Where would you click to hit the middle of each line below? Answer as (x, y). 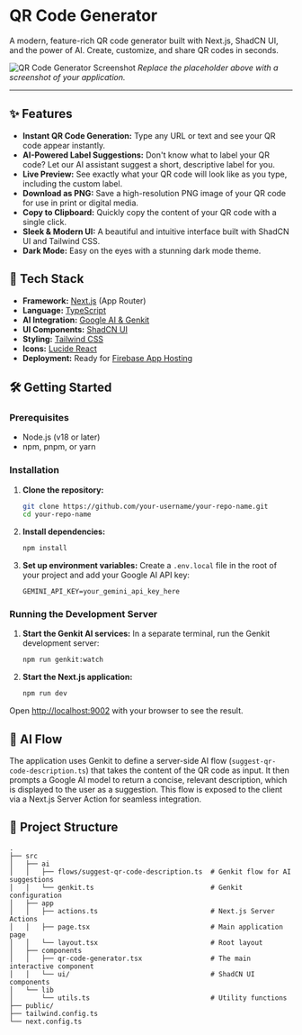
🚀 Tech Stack (47, 279)
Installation (35, 470)
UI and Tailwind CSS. (61, 241)
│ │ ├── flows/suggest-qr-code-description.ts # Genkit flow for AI (151, 872)
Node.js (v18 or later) (61, 437)
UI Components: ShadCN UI (75, 329)
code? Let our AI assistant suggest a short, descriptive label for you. (149, 164)
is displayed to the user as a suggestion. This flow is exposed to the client (146, 790)
